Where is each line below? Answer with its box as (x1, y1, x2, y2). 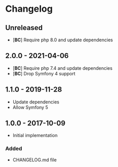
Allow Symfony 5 (12, 104, 48, 110)
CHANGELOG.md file (12, 156, 57, 163)
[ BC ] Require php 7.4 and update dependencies (12, 65, 113, 71)
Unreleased (5, 23, 43, 32)
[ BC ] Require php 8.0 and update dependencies (12, 37, 113, 43)
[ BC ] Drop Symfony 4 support (12, 70, 76, 76)
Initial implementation (12, 132, 58, 138)
